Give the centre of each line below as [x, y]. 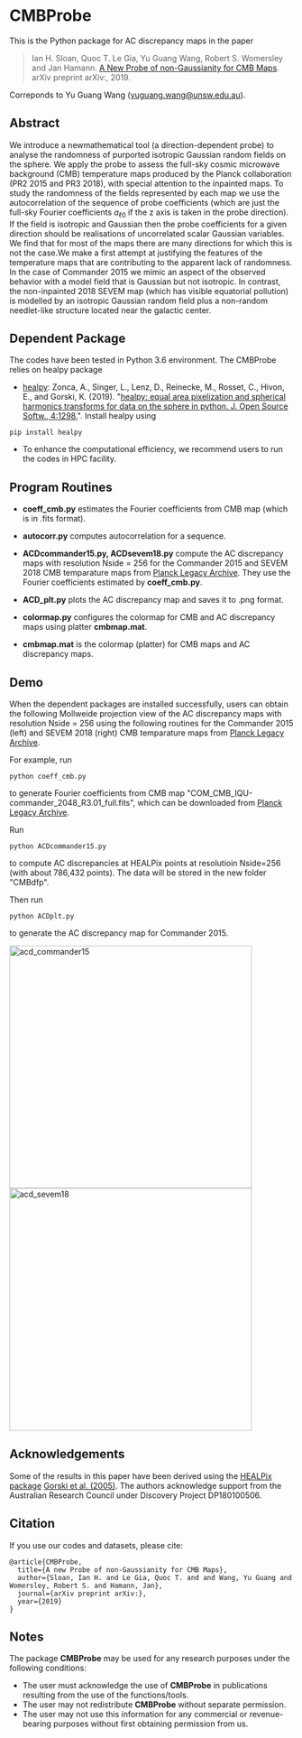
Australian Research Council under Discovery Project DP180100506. [136, 1495]
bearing [37, 1724]
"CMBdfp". [29, 882]
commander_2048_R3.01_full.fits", [73, 802]
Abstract [35, 123]
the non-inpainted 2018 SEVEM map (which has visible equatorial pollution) [149, 291]
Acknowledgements [67, 1454]
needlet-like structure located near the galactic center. [110, 310]
